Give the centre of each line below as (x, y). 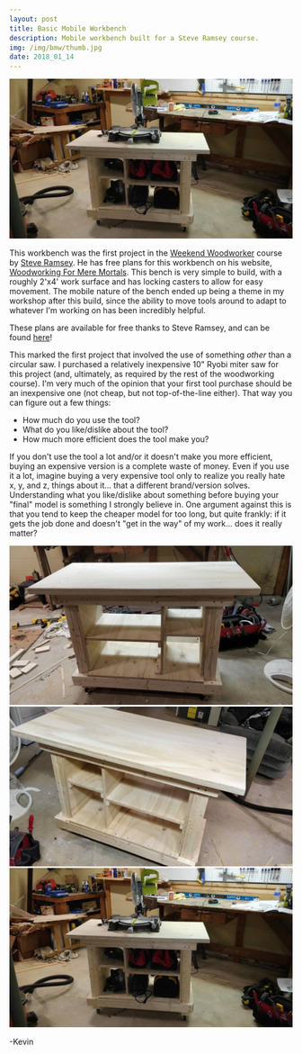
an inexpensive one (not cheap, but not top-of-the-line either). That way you (151, 392)
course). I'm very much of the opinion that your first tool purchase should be (151, 383)
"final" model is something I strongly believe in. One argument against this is (151, 504)
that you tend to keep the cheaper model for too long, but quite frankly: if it (148, 514)
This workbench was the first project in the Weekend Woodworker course (146, 253)
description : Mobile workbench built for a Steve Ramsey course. (134, 38)
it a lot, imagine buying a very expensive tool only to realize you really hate (147, 475)
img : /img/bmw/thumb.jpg (56, 48)
